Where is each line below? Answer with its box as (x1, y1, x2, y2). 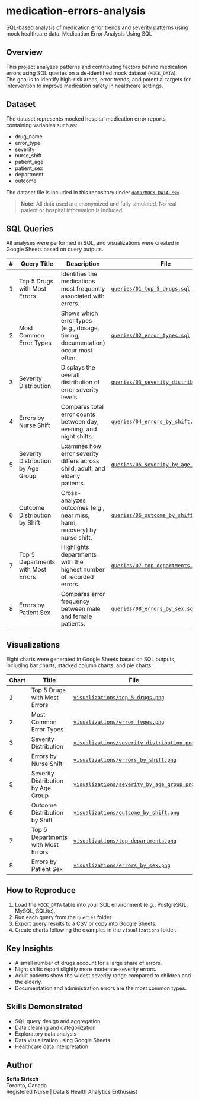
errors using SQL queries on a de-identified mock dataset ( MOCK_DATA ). (6, 70, 178, 77)
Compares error (61, 590, 105, 598)
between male (61, 605, 101, 613)
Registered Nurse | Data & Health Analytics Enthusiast (6, 1089, 138, 1096)
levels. (61, 393, 79, 402)
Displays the (61, 364, 96, 372)
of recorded (61, 573, 94, 581)
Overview (6, 48, 43, 58)
